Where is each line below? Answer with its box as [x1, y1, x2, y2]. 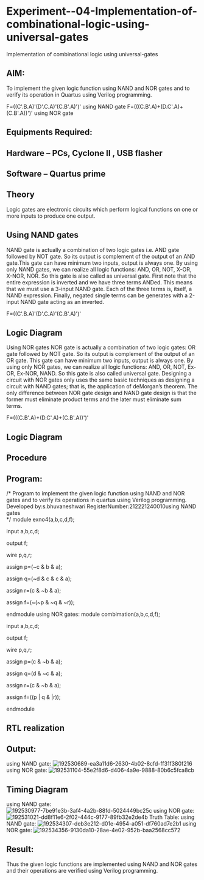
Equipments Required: [6, 127, 93, 138]
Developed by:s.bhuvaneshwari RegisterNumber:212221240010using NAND [6, 503, 197, 510]
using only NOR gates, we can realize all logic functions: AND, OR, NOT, [6, 363, 187, 371]
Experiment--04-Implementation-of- [6, 4, 198, 18]
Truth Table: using [149, 813, 195, 821]
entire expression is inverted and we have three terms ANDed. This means [6, 278, 193, 286]
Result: [6, 844, 34, 854]
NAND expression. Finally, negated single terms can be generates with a [6, 292, 188, 299]
